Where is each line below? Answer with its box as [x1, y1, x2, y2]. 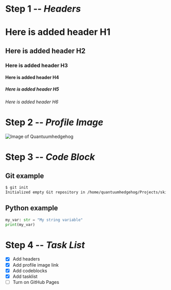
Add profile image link [12, 262, 59, 268]
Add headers [12, 256, 40, 262]
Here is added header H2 [5, 46, 85, 55]
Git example [5, 171, 44, 180]
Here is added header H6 [5, 99, 59, 105]
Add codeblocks [12, 268, 47, 274]
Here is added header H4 [5, 74, 60, 80]
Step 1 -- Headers [5, 3, 81, 15]
